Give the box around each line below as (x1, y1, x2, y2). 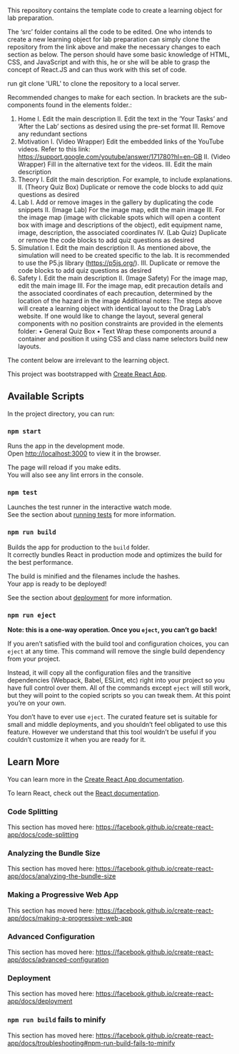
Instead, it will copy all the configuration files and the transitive (7, 668, 191, 677)
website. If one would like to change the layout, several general (17, 312, 203, 320)
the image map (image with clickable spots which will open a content (17, 214, 221, 221)
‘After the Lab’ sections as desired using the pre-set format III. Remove (17, 122, 225, 131)
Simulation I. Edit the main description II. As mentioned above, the (17, 244, 211, 252)
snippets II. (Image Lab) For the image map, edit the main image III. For (17, 206, 225, 214)
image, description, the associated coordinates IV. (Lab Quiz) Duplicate (17, 229, 227, 236)
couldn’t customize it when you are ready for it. (7, 736, 146, 743)
